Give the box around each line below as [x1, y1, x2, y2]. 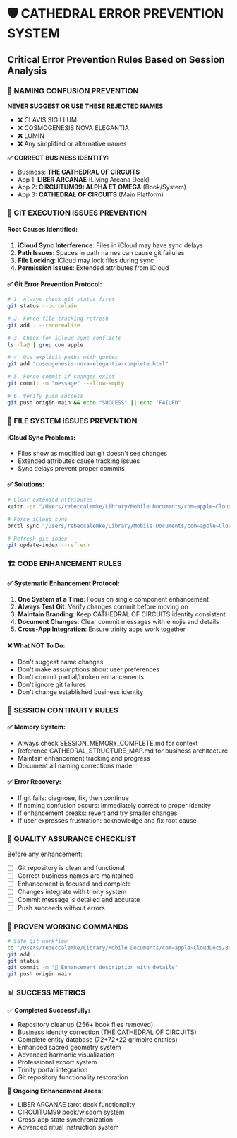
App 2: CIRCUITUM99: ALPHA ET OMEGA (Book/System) [17, 182, 187, 191]
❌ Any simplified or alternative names [17, 139, 127, 148]
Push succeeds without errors [17, 903, 106, 912]
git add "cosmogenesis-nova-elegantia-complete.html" [7, 360, 169, 368]
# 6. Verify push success [7, 392, 83, 399]
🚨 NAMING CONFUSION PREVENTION [7, 86, 139, 95]
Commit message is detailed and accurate [17, 896, 140, 904]
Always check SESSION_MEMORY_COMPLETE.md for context [17, 739, 198, 747]
